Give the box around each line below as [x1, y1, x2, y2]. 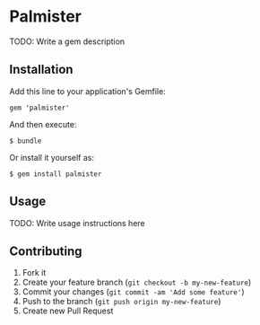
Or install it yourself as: [9, 152, 94, 162]
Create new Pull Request [22, 305, 114, 316]
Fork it [22, 268, 47, 278]
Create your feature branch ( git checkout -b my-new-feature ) [22, 277, 252, 288]
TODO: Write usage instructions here [9, 217, 145, 228]
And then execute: [9, 119, 77, 129]
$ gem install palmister [9, 169, 102, 179]
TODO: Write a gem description [9, 36, 126, 47]
